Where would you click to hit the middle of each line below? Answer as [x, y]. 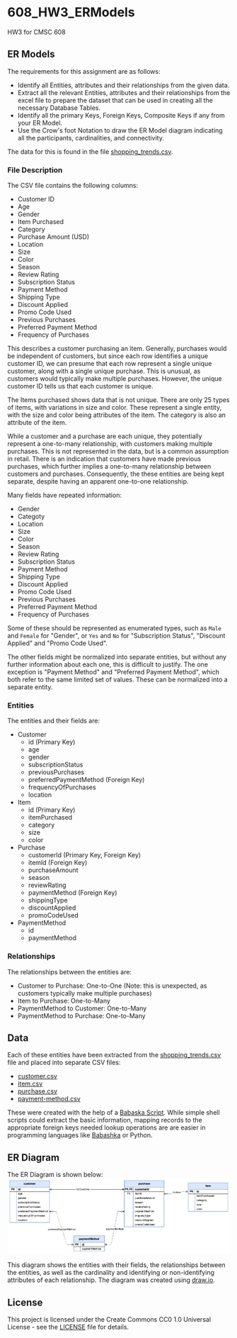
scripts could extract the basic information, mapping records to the [105, 1120]
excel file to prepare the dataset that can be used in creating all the [115, 100]
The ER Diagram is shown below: [56, 1175]
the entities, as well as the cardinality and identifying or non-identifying [111, 1273]
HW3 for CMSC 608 [36, 32]
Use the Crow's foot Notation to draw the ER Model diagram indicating [120, 130]
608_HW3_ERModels [71, 12]
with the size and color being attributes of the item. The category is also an [117, 415]
